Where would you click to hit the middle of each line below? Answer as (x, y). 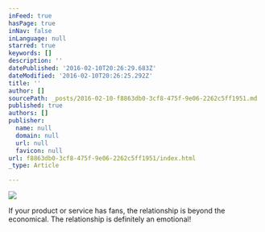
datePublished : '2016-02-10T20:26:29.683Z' (83, 68)
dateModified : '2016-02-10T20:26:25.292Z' (81, 76)
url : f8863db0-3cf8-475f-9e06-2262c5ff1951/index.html (102, 158)
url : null (32, 143)
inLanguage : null (37, 38)
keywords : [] (30, 53)
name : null (34, 128)
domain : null (37, 135)
